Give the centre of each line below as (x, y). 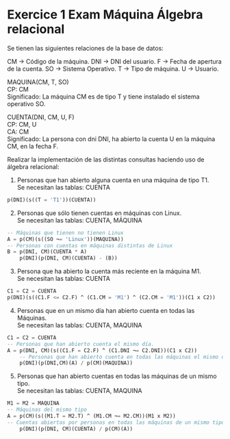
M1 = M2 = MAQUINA (33, 403)
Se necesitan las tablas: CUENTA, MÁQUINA (79, 220)
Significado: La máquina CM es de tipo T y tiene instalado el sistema (103, 97)
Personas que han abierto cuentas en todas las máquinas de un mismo (117, 376)
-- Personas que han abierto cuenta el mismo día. (81, 344)
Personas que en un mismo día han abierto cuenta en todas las (106, 310)
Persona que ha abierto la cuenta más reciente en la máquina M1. (109, 271)
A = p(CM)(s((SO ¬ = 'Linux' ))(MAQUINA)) (66, 239)
